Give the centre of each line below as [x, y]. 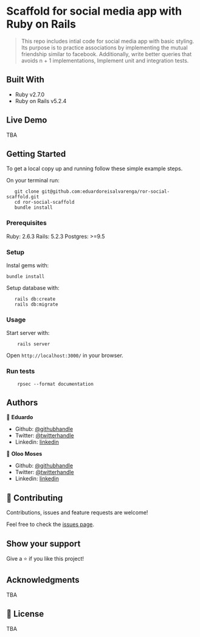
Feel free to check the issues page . [50, 524]
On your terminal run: [33, 181]
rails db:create [35, 299]
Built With [25, 80]
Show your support [43, 543]
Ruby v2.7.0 [30, 94]
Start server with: [28, 333]
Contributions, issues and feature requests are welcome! [77, 513]
